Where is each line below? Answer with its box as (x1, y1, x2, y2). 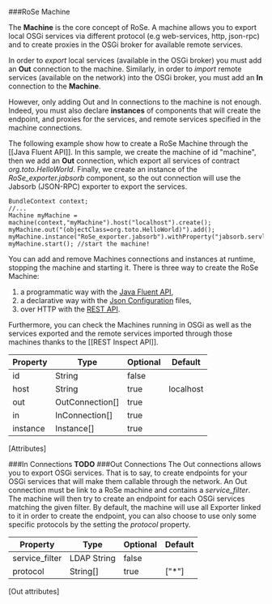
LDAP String (70, 553, 116, 563)
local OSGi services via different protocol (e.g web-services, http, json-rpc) (8, 32, 261, 41)
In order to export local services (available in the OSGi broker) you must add (8, 56, 262, 65)
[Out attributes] (8, 587, 60, 596)
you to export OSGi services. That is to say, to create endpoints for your (8, 468, 249, 478)
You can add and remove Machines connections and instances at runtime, (8, 255, 256, 263)
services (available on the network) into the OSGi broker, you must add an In (8, 73, 263, 82)
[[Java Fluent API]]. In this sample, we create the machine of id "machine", (8, 148, 257, 156)
